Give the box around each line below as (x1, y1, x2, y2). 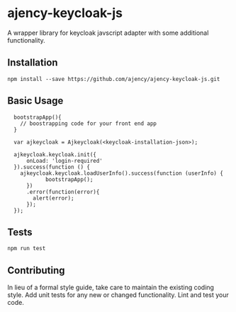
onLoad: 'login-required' (26, 157, 103, 164)
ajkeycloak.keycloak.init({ (13, 151, 97, 158)
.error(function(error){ (26, 188, 100, 195)
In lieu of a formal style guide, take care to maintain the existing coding (7, 283, 215, 292)
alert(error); (33, 194, 74, 202)
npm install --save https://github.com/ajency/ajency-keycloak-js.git (7, 75, 220, 82)
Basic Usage (7, 95, 64, 107)
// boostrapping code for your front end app (20, 119, 157, 127)
